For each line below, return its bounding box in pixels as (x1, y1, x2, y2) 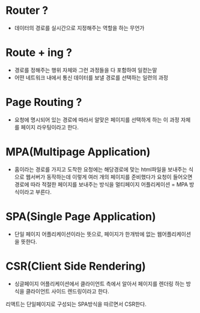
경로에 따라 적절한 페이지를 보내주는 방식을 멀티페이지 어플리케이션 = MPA (14, 181, 189, 188)
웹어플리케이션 (157, 230, 192, 238)
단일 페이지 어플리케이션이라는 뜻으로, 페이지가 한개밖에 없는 (14, 230, 156, 238)
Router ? (5, 4, 49, 17)
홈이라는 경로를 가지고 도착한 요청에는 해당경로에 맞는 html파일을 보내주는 (14, 166, 187, 173)
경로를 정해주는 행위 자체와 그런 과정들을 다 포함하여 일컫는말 (14, 66, 157, 73)
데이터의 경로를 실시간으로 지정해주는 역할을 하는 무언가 (14, 24, 145, 31)
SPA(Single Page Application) (5, 209, 156, 223)
